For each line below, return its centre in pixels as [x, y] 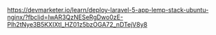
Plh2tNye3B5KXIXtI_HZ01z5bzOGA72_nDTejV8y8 [77, 24]
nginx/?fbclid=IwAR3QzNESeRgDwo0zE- [65, 17]
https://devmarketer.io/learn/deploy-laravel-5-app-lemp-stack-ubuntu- [108, 10]
